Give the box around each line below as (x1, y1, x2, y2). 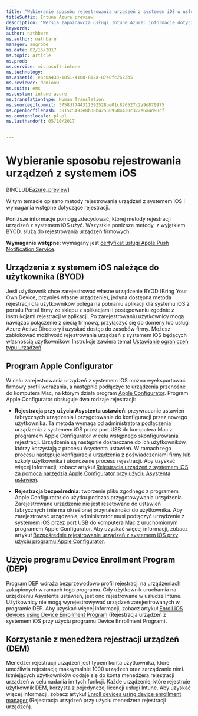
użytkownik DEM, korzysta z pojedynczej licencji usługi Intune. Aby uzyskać (6, 684, 192, 691)
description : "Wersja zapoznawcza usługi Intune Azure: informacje (6, 19, 176, 25)
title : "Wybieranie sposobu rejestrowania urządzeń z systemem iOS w (6, 8, 181, 15)
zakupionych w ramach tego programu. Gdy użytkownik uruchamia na (6, 586, 177, 593)
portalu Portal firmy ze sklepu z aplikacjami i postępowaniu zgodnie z (6, 306, 175, 313)
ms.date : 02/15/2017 (6, 47, 57, 53)
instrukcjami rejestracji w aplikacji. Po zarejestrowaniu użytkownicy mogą (6, 312, 184, 319)
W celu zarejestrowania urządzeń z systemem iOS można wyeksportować (6, 377, 186, 384)
